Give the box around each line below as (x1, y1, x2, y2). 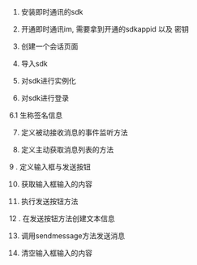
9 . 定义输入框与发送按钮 (9, 162, 92, 172)
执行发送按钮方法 (20, 197, 79, 206)
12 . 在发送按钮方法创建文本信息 (9, 214, 116, 223)
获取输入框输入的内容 (20, 179, 92, 189)
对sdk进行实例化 (20, 76, 76, 85)
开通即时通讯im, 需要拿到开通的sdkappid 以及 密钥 (20, 24, 189, 34)
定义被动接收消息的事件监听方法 (20, 128, 128, 137)
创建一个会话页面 (20, 41, 79, 51)
